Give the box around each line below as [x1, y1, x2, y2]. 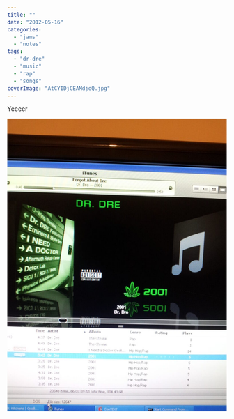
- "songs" [13, 77, 42, 84]
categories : [7, 26, 42, 33]
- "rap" [13, 70, 36, 77]
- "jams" [13, 33, 39, 40]
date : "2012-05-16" [7, 18, 64, 26]
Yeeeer [7, 105, 28, 113]
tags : [7, 48, 23, 55]
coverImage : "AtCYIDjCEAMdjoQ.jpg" [7, 84, 111, 92]
